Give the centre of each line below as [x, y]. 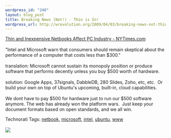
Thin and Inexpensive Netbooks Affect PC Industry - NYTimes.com [76, 39]
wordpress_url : [21, 24]
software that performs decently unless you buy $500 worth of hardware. [82, 72]
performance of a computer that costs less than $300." [63, 55]
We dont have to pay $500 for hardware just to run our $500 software [78, 99]
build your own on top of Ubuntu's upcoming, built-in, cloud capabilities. [81, 88]
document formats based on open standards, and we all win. [69, 109]
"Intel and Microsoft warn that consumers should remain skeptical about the [85, 50]
